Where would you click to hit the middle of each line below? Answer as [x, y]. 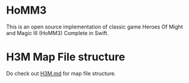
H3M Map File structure [66, 57]
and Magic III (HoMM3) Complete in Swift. [57, 33]
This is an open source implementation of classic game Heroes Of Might [94, 27]
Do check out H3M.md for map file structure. [61, 73]
